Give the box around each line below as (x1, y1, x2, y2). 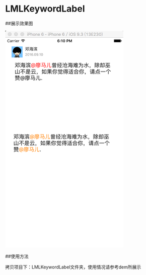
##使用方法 (5, 253, 29, 259)
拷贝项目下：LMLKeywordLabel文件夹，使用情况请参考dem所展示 (5, 264, 141, 270)
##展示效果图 (5, 20, 33, 26)
